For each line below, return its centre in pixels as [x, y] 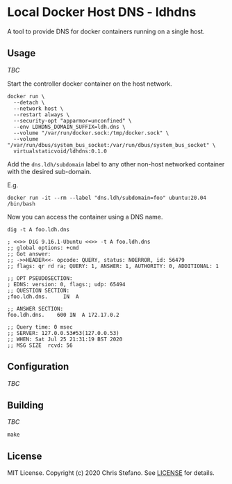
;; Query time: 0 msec [40, 327]
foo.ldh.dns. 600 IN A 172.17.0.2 [63, 315]
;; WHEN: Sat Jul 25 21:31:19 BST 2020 [65, 339]
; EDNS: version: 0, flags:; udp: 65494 [67, 284]
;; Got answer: [29, 254]
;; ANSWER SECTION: [35, 309]
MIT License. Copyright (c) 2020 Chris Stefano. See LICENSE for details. [111, 473]
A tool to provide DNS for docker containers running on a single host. [106, 31]
